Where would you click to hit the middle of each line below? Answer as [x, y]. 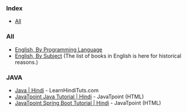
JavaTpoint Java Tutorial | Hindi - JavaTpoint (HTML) [79, 97]
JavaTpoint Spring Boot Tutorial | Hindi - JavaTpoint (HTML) [88, 103]
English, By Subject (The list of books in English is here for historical [98, 56]
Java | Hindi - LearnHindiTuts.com [57, 90]
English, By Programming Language [58, 49]
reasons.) [26, 62]
